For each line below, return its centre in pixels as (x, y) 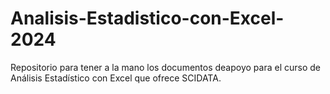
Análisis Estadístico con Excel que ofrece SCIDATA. (116, 78)
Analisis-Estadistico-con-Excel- (147, 18)
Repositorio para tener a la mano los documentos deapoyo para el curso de (165, 67)
